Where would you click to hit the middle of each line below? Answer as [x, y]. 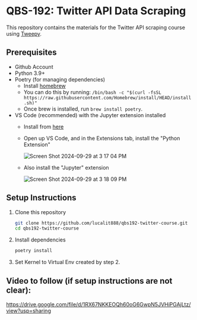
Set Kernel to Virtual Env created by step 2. [67, 262]
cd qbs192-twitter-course [47, 228]
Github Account [34, 67]
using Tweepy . [24, 33]
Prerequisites [31, 53]
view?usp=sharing [29, 311]
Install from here [44, 127]
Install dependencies [40, 240]
